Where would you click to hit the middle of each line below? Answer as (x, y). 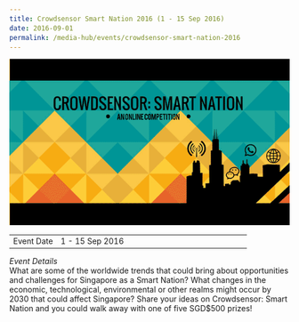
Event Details (33, 261)
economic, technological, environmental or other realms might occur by (140, 289)
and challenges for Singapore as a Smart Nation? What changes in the (138, 279)
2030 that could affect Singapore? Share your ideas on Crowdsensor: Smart (148, 299)
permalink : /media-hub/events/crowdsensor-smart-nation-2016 (125, 37)
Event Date (33, 241)
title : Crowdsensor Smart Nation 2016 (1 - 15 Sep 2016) (117, 19)
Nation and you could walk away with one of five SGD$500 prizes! (131, 308)
